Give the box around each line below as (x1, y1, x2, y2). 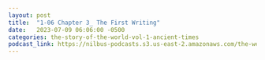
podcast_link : (8, 41, 55, 48)
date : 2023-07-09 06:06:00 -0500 (8, 26, 125, 34)
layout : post (8, 11, 51, 19)
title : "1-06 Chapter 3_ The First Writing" (8, 19, 160, 26)
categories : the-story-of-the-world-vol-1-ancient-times (8, 33, 200, 41)
